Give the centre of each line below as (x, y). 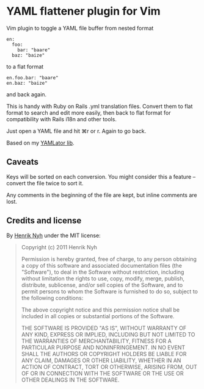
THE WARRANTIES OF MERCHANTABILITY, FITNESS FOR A (97, 341)
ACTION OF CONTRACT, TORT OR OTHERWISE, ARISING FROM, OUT (109, 366)
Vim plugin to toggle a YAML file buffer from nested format (80, 28)
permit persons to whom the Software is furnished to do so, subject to (110, 291)
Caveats (22, 162)
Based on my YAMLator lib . (40, 143)
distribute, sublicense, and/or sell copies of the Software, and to (102, 285)
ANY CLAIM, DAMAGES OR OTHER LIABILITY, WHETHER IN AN (101, 360)
